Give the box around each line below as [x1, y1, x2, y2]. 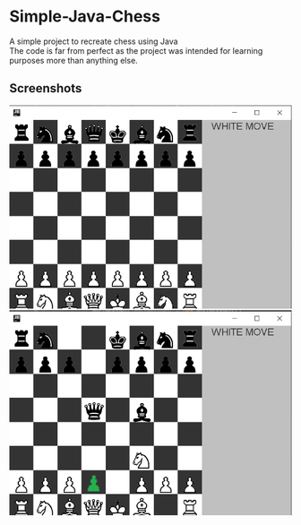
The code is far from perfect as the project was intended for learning [9, 45, 263, 56]
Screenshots [9, 81, 82, 96]
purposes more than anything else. [9, 55, 139, 65]
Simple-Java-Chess [9, 6, 161, 27]
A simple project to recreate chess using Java [9, 36, 178, 47]
